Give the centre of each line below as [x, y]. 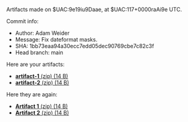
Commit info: [22, 21]
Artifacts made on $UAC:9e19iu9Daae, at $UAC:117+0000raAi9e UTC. [94, 9]
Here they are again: [32, 94]
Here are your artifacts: [36, 64]
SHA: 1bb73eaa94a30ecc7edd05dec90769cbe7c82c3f [85, 46]
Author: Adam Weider [42, 33]
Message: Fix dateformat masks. [56, 39]
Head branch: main [39, 52]
